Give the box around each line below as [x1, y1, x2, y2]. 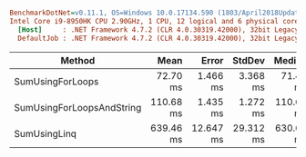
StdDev [231, 54, 266, 66]
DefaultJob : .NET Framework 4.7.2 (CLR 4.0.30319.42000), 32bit [17, 34, 271, 43]
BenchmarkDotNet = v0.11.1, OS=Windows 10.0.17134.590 [9, 8, 214, 17]
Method [60, 54, 96, 66]
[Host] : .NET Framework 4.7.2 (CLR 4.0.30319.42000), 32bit [17, 25, 271, 34]
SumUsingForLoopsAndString [14, 101, 142, 113]
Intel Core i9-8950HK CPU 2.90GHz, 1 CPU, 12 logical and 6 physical [9, 16, 280, 25]
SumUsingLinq [14, 127, 77, 140]
